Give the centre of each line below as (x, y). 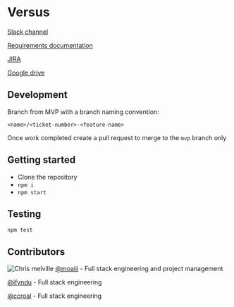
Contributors (36, 252)
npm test (20, 230)
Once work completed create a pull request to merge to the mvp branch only (117, 137)
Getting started (42, 160)
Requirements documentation (50, 45)
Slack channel (28, 32)
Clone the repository (47, 177)
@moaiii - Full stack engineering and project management (139, 269)
